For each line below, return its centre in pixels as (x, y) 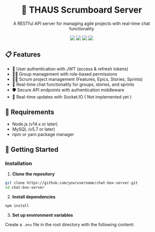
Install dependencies (34, 197)
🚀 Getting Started (32, 149)
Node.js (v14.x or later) (35, 124)
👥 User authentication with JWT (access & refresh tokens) (70, 69)
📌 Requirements (30, 112)
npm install (17, 206)
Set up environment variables (43, 215)
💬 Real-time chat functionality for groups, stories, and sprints (73, 84)
